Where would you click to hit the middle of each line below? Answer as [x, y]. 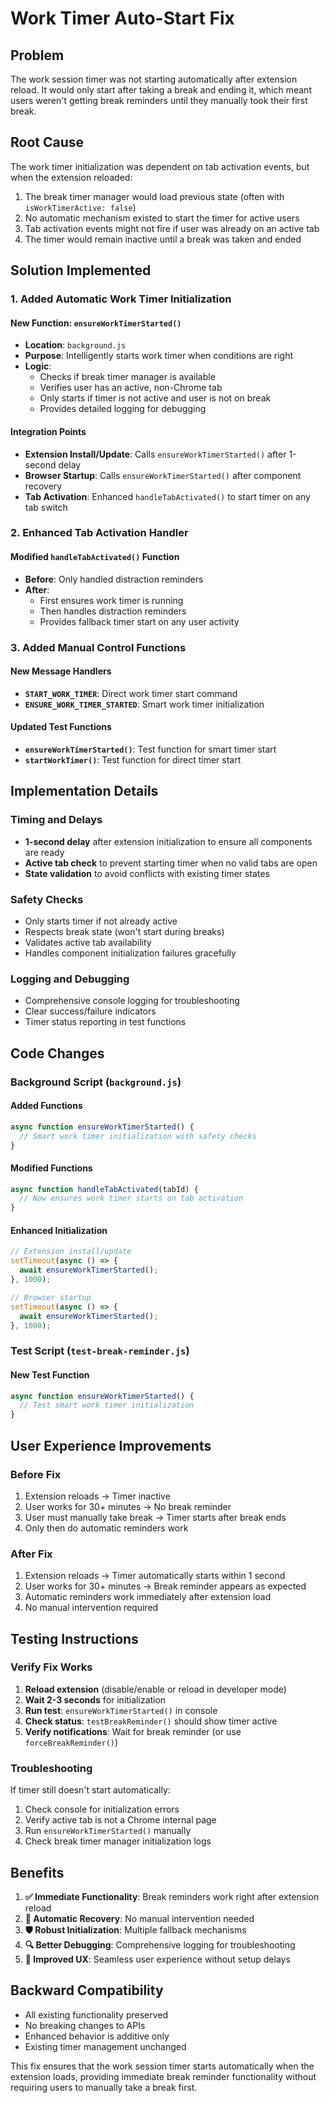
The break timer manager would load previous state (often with [154, 196]
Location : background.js [75, 345]
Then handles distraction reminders [113, 611]
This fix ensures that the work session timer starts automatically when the [162, 2066]
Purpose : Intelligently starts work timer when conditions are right [159, 356]
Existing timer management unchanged [105, 2046]
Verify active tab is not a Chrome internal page [120, 1820]
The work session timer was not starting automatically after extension [154, 79]
